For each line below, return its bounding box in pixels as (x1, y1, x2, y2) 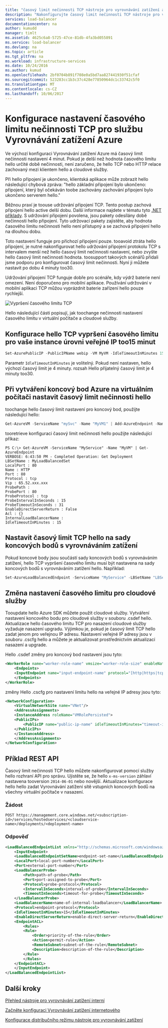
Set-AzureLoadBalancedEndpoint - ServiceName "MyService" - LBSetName (5, 575, 151, 580)
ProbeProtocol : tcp (5, 493, 48, 498)
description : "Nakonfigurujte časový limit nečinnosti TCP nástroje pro (5, 12, 160, 17)
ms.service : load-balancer (5, 40, 61, 45)
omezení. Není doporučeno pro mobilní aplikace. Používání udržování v (5, 280, 151, 286)
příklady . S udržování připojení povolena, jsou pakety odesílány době (5, 212, 147, 218)
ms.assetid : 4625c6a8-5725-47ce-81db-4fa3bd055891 (5, 36, 113, 41)
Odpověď (5, 833, 29, 840)
